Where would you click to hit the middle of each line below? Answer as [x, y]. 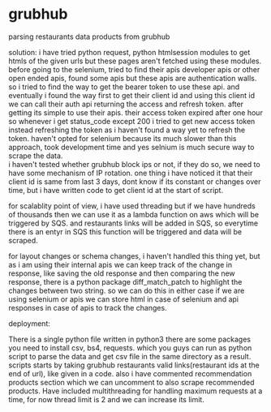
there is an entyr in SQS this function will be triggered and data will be [125, 231]
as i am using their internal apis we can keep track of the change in [120, 264]
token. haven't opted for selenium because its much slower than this [123, 138]
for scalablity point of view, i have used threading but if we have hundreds [132, 206]
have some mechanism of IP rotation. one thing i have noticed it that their [131, 173]
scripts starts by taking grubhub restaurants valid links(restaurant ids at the [134, 365]
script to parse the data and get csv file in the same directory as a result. [130, 356]
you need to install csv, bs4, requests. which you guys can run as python [130, 348]
